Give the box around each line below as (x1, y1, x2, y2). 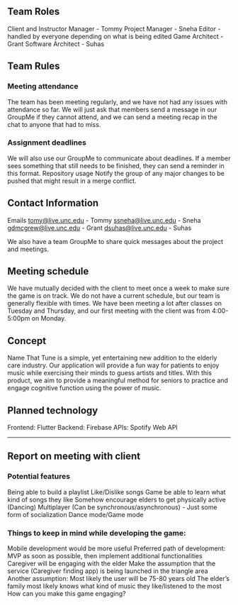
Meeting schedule (7, 265, 89, 277)
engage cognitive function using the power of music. (7, 384, 161, 392)
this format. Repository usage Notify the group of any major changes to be (7, 169, 225, 177)
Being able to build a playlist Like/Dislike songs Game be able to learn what (7, 487, 226, 496)
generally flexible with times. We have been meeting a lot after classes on (7, 299, 222, 308)
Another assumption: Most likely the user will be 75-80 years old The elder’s (7, 575, 230, 583)
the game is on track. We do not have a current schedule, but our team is (7, 292, 220, 300)
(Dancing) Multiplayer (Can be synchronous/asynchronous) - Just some (7, 503, 217, 511)
